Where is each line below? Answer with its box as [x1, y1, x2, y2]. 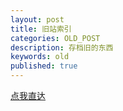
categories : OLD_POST [10, 33, 101, 43]
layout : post [10, 14, 65, 25]
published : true [10, 61, 78, 71]
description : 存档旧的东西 [10, 42, 114, 53]
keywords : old [10, 52, 70, 62]
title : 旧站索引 [10, 24, 72, 34]
